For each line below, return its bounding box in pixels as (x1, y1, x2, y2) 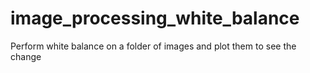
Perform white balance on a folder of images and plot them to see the (10, 40, 297, 52)
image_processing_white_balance (10, 7, 300, 30)
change (10, 50, 42, 62)
